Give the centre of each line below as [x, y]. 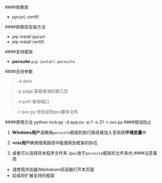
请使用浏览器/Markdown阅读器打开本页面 [53, 169]
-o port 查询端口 [33, 101]
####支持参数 [19, 71]
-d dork [24, 81]
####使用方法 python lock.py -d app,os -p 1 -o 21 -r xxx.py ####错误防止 [78, 122]
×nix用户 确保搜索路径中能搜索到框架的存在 [55, 143]
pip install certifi [28, 42]
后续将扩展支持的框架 [33, 175]
